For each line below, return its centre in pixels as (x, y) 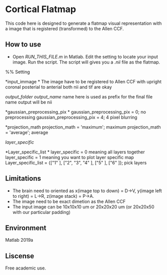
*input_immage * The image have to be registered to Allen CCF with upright (83, 81)
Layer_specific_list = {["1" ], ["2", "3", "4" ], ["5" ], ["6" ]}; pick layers (76, 162)
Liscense (20, 256)
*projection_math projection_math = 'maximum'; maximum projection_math (83, 127)
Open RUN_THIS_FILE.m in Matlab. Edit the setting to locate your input (85, 57)
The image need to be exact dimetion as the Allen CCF (69, 201)
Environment (26, 228)
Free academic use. (26, 268)
